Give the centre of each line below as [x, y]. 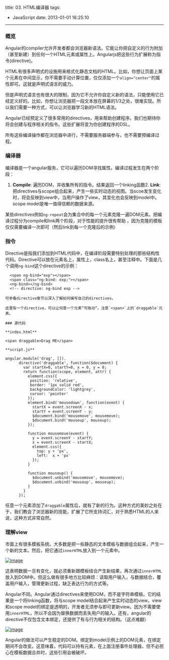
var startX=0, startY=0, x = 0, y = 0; [65, 367]
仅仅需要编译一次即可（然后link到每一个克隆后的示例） [62, 227]
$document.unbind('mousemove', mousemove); [78, 477]
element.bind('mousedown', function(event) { [76, 402]
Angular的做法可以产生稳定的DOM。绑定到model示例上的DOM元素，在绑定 [83, 640]
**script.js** [20, 349]
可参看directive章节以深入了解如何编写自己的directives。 [60, 298]
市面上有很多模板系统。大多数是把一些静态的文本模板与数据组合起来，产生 [82, 544]
